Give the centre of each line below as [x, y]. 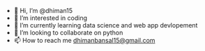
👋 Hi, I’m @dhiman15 [43, 11]
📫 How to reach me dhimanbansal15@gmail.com [84, 40]
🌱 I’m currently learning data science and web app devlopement [106, 25]
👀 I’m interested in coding [51, 18]
